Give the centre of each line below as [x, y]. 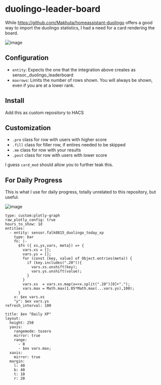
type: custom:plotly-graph [33, 216]
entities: [15, 229]
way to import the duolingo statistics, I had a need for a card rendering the [80, 27]
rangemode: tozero [33, 332]
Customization [28, 128]
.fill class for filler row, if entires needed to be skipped [69, 145]
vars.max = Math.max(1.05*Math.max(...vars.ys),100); [79, 289]
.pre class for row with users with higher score [59, 140]
